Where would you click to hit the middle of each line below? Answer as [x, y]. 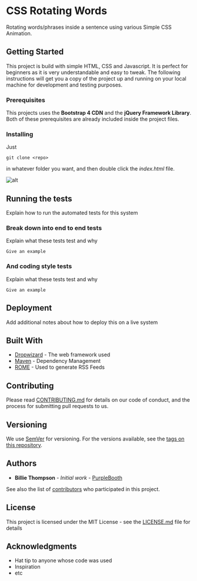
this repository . [24, 445]
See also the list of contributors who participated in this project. [83, 489]
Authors [21, 464]
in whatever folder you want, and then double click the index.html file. [91, 169]
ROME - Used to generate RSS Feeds [59, 367]
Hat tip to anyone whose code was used [63, 560]
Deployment [29, 308]
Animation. [19, 33]
